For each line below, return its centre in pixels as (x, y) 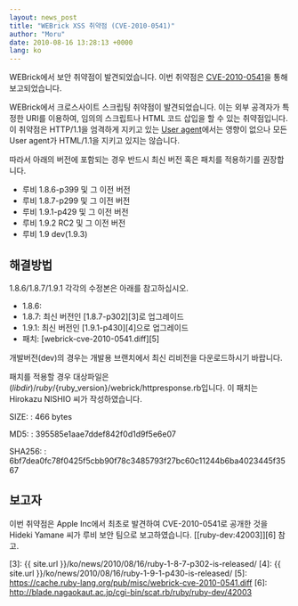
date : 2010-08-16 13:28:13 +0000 (71, 42)
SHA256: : (28, 451)
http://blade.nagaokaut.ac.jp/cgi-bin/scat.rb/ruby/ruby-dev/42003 (130, 592)
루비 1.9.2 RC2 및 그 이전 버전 (74, 223)
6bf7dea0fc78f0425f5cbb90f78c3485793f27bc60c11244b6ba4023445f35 (148, 461)
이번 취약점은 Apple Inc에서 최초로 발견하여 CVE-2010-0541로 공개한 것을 (139, 523)
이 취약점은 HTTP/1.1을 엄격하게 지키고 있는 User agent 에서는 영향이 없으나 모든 (148, 129)
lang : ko (25, 51)
